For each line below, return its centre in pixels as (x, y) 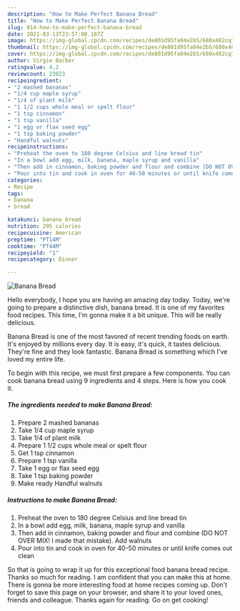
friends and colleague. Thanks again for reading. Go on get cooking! (108, 600)
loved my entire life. (36, 359)
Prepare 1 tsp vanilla (47, 461)
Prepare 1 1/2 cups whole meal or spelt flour (82, 446)
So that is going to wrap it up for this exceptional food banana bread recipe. (119, 570)
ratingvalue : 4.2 (33, 67)
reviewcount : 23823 (36, 74)
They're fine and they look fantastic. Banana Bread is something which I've (117, 352)
